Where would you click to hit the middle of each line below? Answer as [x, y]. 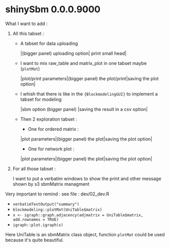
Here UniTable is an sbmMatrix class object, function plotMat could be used [85, 234]
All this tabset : [28, 33]
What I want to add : [27, 24]
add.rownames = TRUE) [35, 219]
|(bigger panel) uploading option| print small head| [73, 53]
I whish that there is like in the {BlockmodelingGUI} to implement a [89, 94]
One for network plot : [51, 149]
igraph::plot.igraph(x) [38, 225]
